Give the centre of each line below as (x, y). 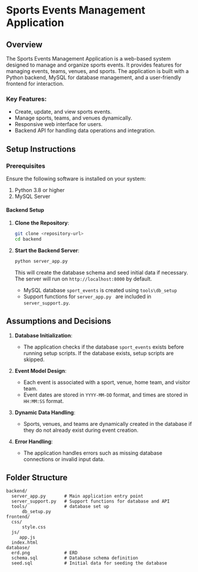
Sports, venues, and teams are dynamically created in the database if (108, 424)
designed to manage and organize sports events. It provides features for (94, 65)
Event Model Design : (40, 371)
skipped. (34, 359)
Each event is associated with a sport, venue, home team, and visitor (107, 382)
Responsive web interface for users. (59, 124)
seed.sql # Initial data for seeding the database (89, 563)
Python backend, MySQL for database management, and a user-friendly (94, 77)
